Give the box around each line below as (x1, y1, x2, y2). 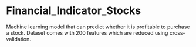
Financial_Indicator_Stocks (6, 4, 141, 17)
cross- (169, 29, 186, 36)
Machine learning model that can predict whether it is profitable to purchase (6, 23, 190, 30)
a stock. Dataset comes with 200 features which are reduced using (6, 29, 168, 36)
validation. (6, 35, 31, 42)
